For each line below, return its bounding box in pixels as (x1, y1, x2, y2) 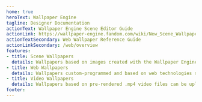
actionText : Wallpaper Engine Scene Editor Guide (6, 25, 133, 32)
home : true (6, 8, 34, 15)
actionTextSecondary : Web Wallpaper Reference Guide (6, 37, 141, 43)
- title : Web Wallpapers (6, 64, 69, 71)
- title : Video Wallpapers (6, 76, 74, 82)
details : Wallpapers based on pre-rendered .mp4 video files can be (11, 82, 187, 88)
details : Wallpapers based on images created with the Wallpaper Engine (11, 59, 198, 65)
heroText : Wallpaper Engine (6, 14, 77, 20)
